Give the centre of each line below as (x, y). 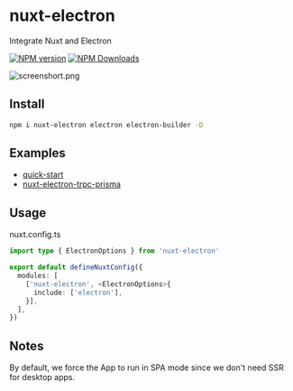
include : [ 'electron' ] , (78, 293)
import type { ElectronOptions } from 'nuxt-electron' (114, 251)
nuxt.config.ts (35, 235)
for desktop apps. (42, 377)
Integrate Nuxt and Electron (61, 41)
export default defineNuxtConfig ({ (76, 267)
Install (27, 104)
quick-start (43, 175)
